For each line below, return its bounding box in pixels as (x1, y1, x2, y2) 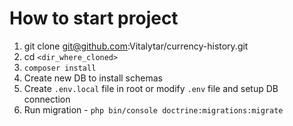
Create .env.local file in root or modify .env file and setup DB (23, 82, 279, 94)
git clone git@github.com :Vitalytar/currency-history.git (23, 40, 249, 52)
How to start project (9, 7, 179, 30)
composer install (23, 63, 97, 73)
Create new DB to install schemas (23, 72, 163, 84)
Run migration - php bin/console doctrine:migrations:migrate (23, 103, 284, 116)
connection (23, 93, 71, 105)
